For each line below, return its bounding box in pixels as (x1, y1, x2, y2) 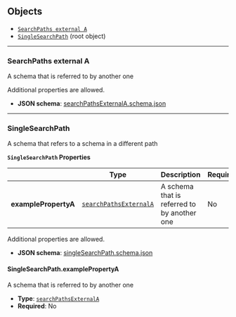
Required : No (17, 302, 57, 310)
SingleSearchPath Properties (7, 153, 91, 161)
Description (160, 170, 201, 180)
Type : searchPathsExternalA (17, 294, 100, 302)
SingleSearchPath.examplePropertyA (7, 265, 119, 273)
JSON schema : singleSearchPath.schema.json (17, 249, 153, 257)
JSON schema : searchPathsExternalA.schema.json (17, 99, 166, 108)
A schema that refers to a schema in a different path (7, 139, 158, 148)
